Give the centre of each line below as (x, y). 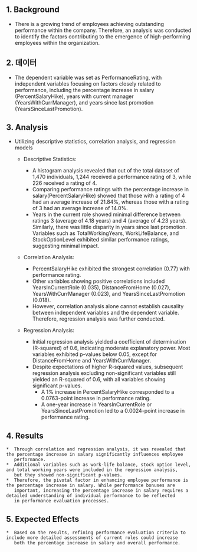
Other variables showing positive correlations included (98, 281)
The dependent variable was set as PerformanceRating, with (88, 77)
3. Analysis (27, 127)
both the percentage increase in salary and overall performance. (97, 543)
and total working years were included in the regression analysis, (92, 470)
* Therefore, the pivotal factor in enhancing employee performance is (97, 481)
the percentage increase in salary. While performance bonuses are (91, 486)
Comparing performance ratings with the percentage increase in (111, 190)
